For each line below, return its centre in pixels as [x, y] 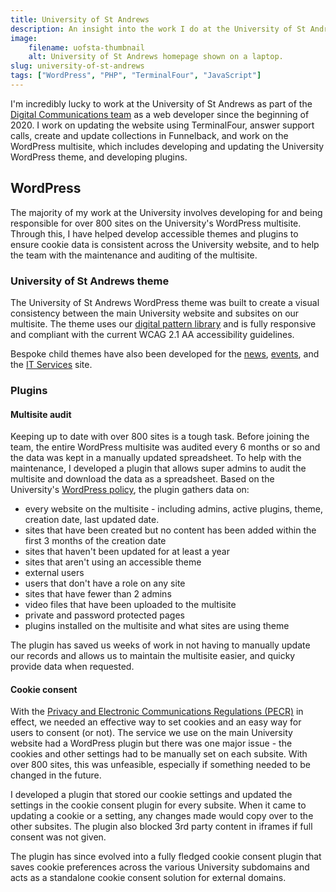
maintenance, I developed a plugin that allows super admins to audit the [158, 468]
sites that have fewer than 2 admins [98, 594]
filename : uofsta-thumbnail [86, 47]
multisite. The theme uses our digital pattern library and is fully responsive [163, 323]
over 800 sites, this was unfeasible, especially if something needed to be [160, 765]
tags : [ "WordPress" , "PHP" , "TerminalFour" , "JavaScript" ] [136, 76]
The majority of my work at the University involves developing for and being [166, 212]
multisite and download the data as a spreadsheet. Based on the [142, 479]
